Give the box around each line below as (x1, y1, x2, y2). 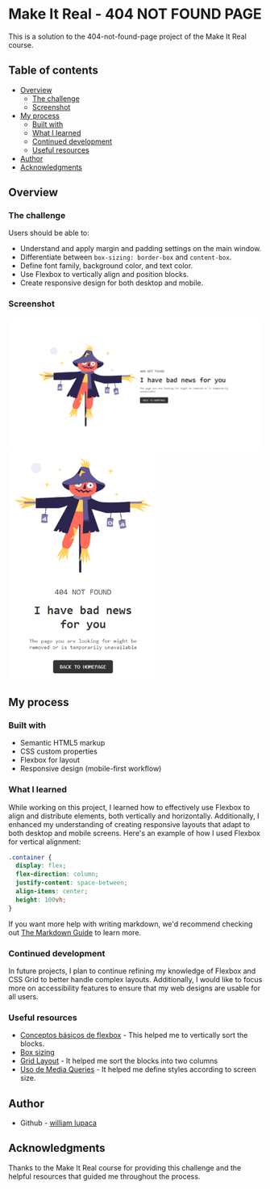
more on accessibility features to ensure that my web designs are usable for (8, 983, 261, 993)
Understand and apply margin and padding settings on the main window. (19, 244, 262, 254)
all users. (8, 991, 39, 1002)
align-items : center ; (15, 888, 89, 896)
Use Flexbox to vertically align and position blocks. (19, 270, 189, 279)
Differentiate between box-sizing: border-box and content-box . (19, 252, 232, 263)
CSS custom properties (19, 746, 98, 756)
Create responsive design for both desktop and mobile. (19, 278, 204, 288)
